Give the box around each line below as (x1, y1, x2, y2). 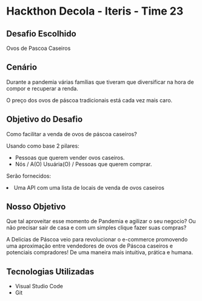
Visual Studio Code (15, 283, 64, 290)
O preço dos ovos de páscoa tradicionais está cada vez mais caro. (6, 96, 173, 104)
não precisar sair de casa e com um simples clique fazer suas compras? (6, 224, 187, 232)
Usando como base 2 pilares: (6, 142, 80, 150)
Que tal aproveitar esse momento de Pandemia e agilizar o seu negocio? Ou (6, 218, 196, 225)
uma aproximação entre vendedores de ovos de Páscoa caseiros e (6, 242, 173, 250)
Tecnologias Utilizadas (6, 266, 95, 277)
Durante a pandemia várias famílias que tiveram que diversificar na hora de (6, 78, 194, 86)
